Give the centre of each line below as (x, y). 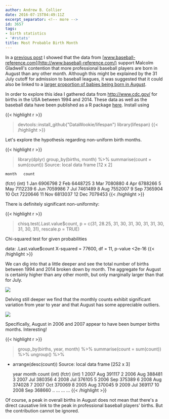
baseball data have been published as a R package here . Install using (77, 105)
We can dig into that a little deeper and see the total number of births (77, 263)
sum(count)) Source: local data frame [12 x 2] (65, 165)
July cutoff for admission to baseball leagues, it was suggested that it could (84, 79)
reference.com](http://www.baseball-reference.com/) (61, 63)
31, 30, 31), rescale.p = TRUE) (49, 229)
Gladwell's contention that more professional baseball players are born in (81, 68)
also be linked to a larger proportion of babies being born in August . (76, 84)
